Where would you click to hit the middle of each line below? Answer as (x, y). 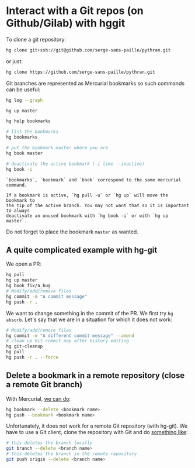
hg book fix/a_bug (28, 286)
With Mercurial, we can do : (39, 398)
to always (18, 211)
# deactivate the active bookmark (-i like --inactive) (75, 164)
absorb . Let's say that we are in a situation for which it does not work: (89, 319)
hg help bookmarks (28, 121)
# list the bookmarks (32, 132)
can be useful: (23, 90)
